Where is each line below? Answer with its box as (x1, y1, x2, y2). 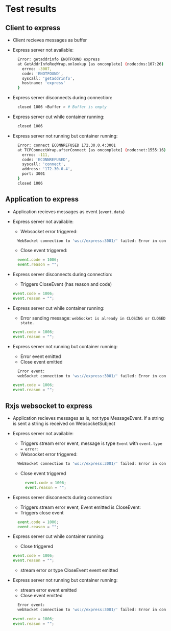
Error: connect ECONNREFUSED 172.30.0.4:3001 (17, 143, 116, 148)
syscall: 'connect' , (22, 162, 66, 167)
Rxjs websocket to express (5, 401, 93, 410)
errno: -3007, (22, 66, 52, 72)
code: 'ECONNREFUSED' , (22, 157, 70, 162)
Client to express (5, 24, 61, 32)
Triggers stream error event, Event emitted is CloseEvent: (20, 504, 141, 510)
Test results (5, 3, 57, 15)
